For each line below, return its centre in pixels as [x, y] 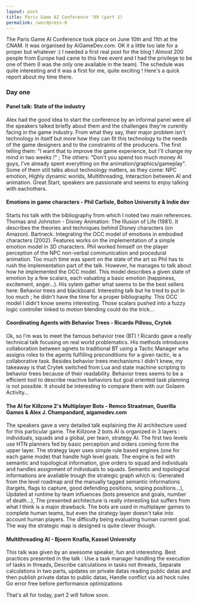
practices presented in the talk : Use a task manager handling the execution [98, 559]
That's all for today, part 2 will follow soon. [58, 595]
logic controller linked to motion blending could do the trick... [80, 309]
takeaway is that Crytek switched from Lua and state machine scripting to [96, 367]
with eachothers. [27, 188]
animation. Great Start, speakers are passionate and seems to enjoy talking [98, 182]
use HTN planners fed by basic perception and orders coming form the [92, 444]
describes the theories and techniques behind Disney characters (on [90, 227]
